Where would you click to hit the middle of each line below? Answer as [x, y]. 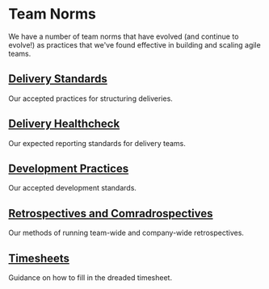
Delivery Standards [58, 79]
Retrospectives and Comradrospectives [111, 214]
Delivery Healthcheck [64, 124]
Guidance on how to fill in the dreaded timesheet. [90, 278]
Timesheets [39, 258]
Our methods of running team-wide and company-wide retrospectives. [126, 233]
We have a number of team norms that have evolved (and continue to [124, 36]
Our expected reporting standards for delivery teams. [97, 143]
